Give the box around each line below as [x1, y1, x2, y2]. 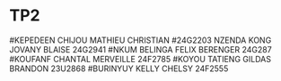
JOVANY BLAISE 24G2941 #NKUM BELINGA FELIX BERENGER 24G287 [9, 44, 272, 54]
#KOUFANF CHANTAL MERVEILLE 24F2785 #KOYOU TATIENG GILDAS [9, 53, 272, 64]
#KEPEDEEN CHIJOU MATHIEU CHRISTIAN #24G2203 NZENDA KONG [9, 35, 272, 45]
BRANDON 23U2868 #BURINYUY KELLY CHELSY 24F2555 [9, 63, 229, 74]
